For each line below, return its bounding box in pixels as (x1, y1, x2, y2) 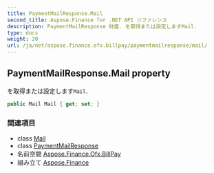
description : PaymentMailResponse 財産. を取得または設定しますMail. (7, 23, 197, 30)
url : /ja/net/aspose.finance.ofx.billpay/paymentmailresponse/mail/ (7, 42, 208, 49)
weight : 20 (7, 36, 39, 43)
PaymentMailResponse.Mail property (7, 68, 171, 79)
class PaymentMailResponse (17, 141, 98, 150)
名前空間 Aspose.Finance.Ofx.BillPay (17, 150, 122, 158)
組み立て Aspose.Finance (17, 158, 89, 166)
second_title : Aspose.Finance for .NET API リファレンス (7, 17, 167, 23)
